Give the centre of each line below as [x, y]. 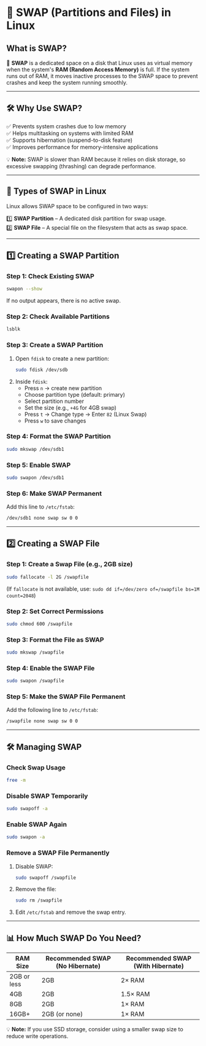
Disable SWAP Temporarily [47, 796]
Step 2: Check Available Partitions [58, 317]
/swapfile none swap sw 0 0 [42, 721]
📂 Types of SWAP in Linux [56, 191]
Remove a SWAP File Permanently [58, 853]
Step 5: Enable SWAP [39, 465]
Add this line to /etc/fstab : [40, 507]
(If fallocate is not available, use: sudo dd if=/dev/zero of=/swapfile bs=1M [103, 588]
